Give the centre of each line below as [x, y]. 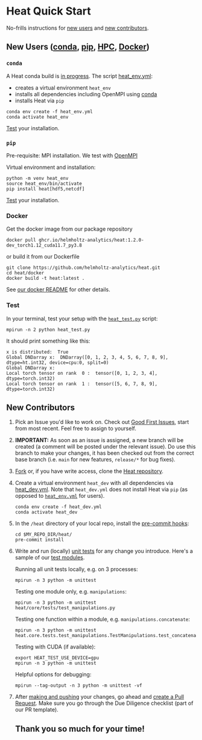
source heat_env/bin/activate [44, 183]
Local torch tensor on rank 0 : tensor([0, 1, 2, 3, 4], [82, 373]
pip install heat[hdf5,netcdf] [46, 189]
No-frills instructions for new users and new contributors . [77, 28]
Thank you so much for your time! [80, 729]
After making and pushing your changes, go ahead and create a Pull [99, 697]
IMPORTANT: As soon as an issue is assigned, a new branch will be [99, 440]
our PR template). [36, 710]
